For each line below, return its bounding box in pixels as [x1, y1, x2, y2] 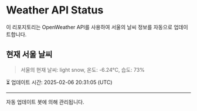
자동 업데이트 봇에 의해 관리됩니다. [6, 98, 84, 105]
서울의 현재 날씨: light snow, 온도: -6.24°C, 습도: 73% [20, 66, 145, 73]
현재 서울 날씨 [6, 50, 53, 60]
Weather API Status [6, 4, 104, 17]
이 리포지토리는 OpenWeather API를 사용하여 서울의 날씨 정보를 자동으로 [6, 23, 173, 30]
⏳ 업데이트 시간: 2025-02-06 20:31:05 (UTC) [6, 78, 113, 85]
